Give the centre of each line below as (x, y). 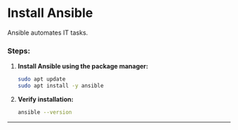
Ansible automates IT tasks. (48, 32)
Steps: (19, 51)
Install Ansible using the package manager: (83, 66)
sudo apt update (41, 79)
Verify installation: (45, 99)
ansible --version (45, 112)
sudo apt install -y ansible (61, 86)
